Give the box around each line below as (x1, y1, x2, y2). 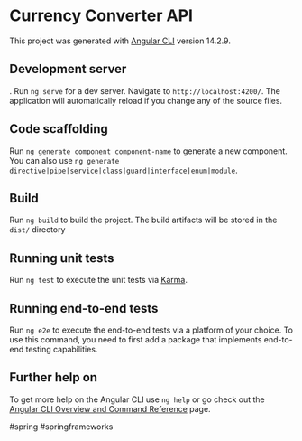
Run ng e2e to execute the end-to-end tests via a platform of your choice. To (9, 324, 294, 335)
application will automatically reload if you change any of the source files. (9, 95, 282, 106)
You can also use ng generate (9, 155, 120, 165)
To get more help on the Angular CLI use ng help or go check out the (9, 394, 265, 405)
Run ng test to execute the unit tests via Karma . (9, 275, 188, 286)
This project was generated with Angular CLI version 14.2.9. (9, 35, 232, 46)
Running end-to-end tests (9, 300, 159, 316)
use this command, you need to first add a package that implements (9, 334, 262, 344)
